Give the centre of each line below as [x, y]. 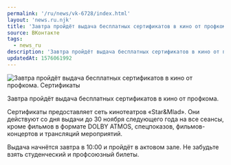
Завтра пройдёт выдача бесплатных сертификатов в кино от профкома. [113, 98]
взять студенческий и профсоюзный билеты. [73, 154]
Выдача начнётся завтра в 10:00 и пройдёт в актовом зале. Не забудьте [113, 147]
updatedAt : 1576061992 [40, 58]
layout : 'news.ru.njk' [40, 20]
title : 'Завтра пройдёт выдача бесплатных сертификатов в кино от [104, 26]
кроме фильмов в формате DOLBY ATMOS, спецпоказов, [91, 126]
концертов [23, 133]
